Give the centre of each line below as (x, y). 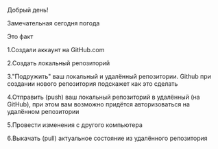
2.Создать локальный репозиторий (59, 63)
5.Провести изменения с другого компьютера (75, 125)
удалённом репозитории (43, 112)
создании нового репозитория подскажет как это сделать (93, 84)
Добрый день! (28, 10)
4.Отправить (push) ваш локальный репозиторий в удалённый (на (104, 97)
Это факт (20, 36)
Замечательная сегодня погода (53, 23)
